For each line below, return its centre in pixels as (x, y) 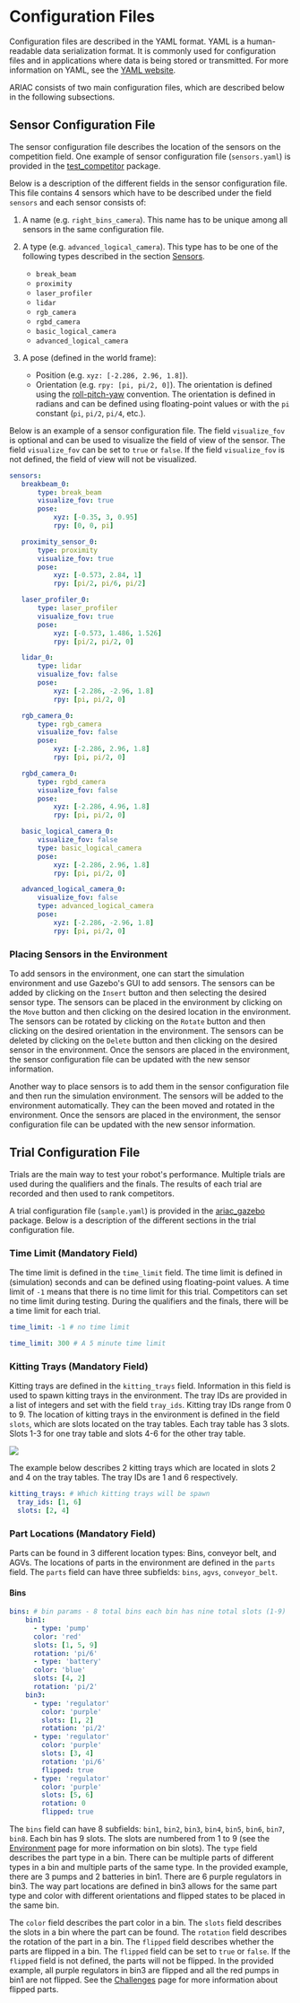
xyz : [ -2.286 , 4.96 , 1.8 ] (102, 807)
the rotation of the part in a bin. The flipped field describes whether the (142, 1942)
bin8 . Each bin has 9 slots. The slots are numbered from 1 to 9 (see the (140, 1839)
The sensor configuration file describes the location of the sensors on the (145, 146)
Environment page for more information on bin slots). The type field (133, 1848)
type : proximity (68, 550)
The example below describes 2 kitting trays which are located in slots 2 (142, 1468)
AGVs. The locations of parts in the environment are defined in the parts (142, 1562)
